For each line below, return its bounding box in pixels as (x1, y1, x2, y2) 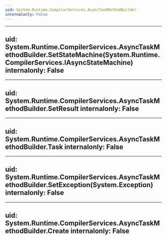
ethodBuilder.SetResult (5, 104, 79, 113)
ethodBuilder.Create (5, 227, 70, 236)
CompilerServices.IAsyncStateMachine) (5, 58, 133, 67)
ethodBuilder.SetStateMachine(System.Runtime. (5, 50, 161, 59)
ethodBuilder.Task (5, 142, 63, 151)
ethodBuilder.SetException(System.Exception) (5, 181, 153, 189)
